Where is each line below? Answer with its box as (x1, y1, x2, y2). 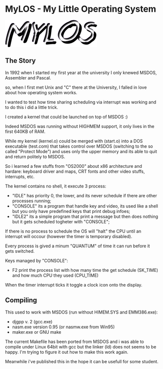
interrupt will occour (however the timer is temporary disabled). (5, 233, 133, 239)
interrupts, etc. (5, 173, 35, 180)
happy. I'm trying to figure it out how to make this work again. (5, 349, 128, 355)
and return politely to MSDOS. (5, 154, 65, 159)
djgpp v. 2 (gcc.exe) (12, 318, 53, 324)
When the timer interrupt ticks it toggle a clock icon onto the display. (5, 282, 143, 288)
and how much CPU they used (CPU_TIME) (12, 272, 99, 278)
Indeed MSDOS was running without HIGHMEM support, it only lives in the (5, 123, 155, 129)
